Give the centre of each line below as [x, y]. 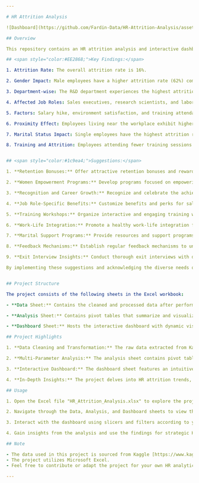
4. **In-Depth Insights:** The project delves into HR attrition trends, [99, 379]
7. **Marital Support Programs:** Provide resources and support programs [100, 236]
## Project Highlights [34, 337]
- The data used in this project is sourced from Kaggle [78, 454]
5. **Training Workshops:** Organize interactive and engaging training [98, 214]
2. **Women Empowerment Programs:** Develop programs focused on [88, 182]
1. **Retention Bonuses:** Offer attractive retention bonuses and [91, 172]
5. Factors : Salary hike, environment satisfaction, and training [90, 113]
